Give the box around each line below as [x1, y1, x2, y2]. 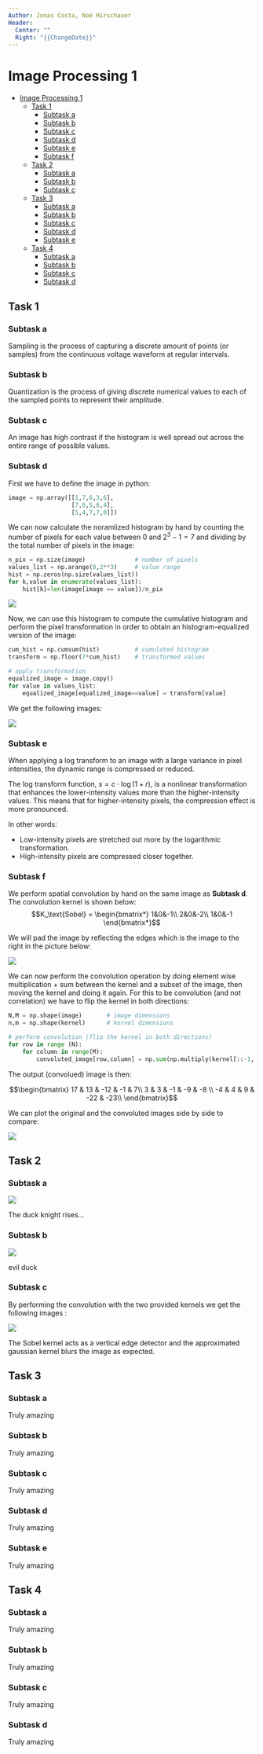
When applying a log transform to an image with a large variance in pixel [8, 755, 242, 765]
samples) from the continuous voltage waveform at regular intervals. [8, 349, 230, 358]
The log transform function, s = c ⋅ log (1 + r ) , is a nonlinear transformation [8, 779, 247, 788]
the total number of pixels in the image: [8, 541, 135, 550]
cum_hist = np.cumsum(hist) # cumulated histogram [8, 646, 210, 654]
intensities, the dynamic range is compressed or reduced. [8, 764, 195, 773]
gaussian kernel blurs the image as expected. [8, 1346, 155, 1356]
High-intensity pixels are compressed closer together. [19, 851, 194, 860]
